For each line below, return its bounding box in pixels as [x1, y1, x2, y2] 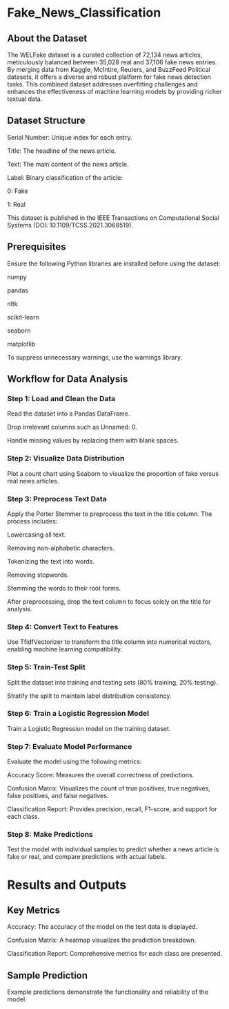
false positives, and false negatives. [7, 792, 109, 800]
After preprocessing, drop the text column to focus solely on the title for [7, 597, 212, 606]
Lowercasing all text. [7, 530, 66, 539]
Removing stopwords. [7, 571, 69, 579]
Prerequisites [7, 241, 66, 253]
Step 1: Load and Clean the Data [7, 394, 116, 403]
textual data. [7, 95, 43, 103]
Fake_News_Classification [7, 5, 161, 21]
